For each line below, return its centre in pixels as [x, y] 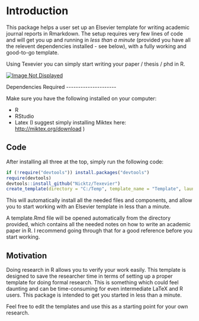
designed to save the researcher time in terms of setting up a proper [89, 276]
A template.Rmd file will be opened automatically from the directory [88, 218]
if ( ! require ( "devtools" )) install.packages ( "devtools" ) [78, 172]
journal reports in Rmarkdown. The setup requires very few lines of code [95, 33]
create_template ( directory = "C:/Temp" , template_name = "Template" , [94, 189]
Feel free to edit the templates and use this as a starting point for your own [97, 307]
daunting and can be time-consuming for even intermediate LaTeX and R [95, 289]
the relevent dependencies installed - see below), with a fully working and [96, 46]
